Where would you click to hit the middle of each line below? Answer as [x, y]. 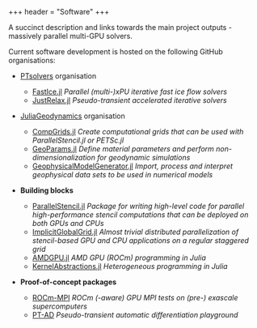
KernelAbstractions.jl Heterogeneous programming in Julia [130, 266]
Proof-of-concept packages [68, 282]
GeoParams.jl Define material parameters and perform [123, 149]
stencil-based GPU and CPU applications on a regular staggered [140, 241]
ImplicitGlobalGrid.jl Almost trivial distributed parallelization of [135, 232]
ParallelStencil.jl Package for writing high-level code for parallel [138, 206]
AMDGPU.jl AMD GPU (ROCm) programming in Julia [119, 258]
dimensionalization [63, 158]
